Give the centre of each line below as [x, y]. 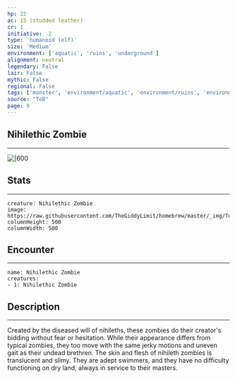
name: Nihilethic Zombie [44, 273]
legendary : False [33, 66]
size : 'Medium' [30, 47]
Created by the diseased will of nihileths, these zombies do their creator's [114, 330]
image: [17, 209]
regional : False [31, 86]
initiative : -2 [30, 34]
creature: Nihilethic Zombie [50, 203]
